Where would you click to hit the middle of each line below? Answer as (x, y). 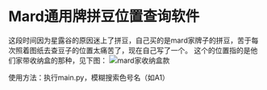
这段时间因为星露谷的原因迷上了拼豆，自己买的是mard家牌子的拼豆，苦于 (130, 40)
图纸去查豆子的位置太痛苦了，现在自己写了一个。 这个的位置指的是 (140, 50)
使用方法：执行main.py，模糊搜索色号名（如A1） (89, 77)
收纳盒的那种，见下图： (68, 60)
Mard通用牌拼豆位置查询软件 (104, 16)
